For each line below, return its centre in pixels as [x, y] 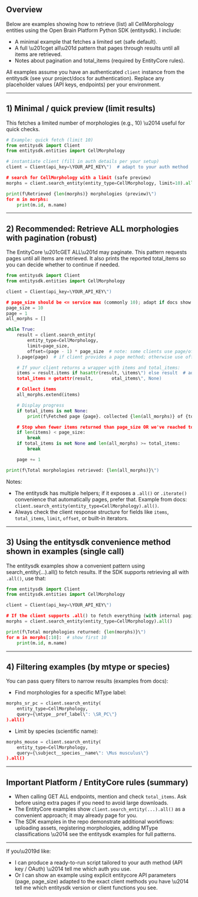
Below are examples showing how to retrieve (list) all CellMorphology [90, 24]
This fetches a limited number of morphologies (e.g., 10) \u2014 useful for [96, 123]
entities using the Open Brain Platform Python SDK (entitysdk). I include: [94, 30]
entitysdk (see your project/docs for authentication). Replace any [85, 78]
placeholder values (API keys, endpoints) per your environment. [83, 84]
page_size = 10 [25, 308]
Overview [24, 10]
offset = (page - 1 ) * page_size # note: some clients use [100, 351]
